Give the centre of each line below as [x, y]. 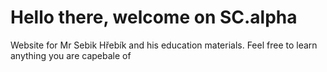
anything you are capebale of [71, 55]
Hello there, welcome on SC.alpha [154, 17]
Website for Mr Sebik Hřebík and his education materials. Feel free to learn [164, 45]
